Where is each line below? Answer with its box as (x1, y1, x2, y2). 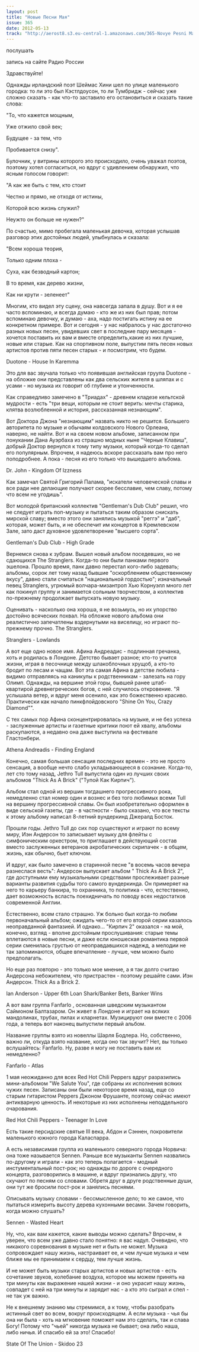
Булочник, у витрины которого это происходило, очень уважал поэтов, (6, 157, 187, 165)
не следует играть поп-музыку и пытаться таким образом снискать (6, 508, 179, 516)
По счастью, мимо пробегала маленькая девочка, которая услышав (6, 227, 180, 234)
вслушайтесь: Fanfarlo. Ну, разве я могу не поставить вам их (6, 1044, 162, 1051)
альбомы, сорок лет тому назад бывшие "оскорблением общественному (6, 569, 192, 577)
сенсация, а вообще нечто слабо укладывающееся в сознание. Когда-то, (6, 764, 192, 771)
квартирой (6, 685, 34, 693)
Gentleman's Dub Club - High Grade (6, 539, 95, 546)
